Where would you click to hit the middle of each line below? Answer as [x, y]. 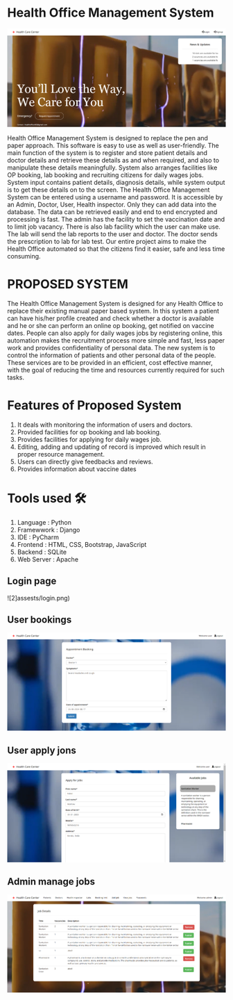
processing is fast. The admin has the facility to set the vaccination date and [116, 220]
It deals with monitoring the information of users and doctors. [105, 425]
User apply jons [42, 750]
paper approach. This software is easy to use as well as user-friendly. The [113, 146]
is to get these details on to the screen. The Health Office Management [109, 190]
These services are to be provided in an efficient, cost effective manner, [110, 362]
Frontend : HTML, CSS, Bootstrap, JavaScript [82, 544]
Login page [32, 581]
